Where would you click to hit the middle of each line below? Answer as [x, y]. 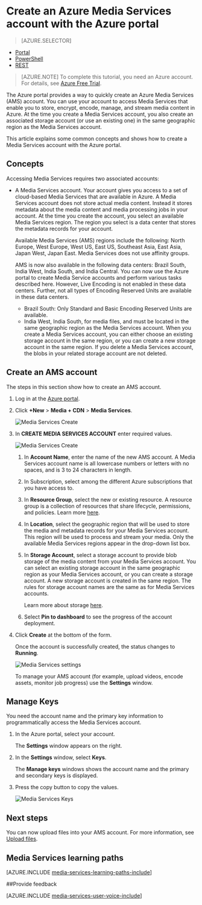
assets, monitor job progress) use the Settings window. [84, 683]
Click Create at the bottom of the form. [63, 635]
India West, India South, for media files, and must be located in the [106, 321]
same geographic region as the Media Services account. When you [108, 327]
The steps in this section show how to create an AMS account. [84, 386]
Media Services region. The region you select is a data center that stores [105, 222]
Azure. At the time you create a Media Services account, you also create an [100, 114]
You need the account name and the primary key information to [85, 716]
